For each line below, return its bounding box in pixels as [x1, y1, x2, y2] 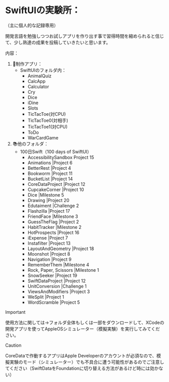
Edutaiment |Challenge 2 [27, 203, 79, 209]
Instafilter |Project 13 [27, 240, 71, 246]
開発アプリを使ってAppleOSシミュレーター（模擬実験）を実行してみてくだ [5, 325, 160, 331]
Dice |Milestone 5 [27, 192, 65, 198]
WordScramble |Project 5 [27, 299, 80, 305]
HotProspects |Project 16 [27, 229, 80, 235]
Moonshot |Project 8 [27, 251, 71, 257]
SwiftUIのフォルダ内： [20, 67, 67, 73]
